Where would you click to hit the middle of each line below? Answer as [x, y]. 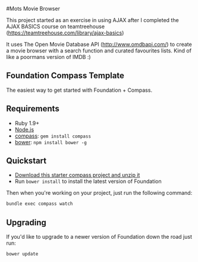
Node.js [24, 129]
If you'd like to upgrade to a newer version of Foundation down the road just [99, 237]
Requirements [33, 109]
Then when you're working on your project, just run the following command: [99, 193]
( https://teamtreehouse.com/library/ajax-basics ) [65, 33]
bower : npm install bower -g [51, 142]
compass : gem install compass [53, 136]
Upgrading [26, 222]
